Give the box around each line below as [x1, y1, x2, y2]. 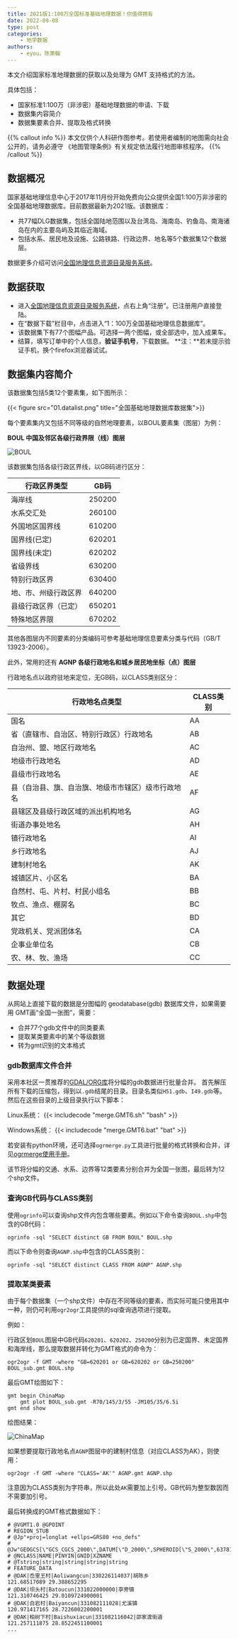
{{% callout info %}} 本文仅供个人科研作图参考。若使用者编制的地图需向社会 [7, 133, 229, 142]
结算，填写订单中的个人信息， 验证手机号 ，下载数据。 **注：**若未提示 [17, 336, 225, 345]
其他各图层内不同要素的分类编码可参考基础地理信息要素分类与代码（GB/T [7, 634, 221, 643]
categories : [7, 30, 42, 38]
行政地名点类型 [72, 697, 122, 707]
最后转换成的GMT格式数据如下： [7, 1507, 103, 1516]
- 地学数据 [20, 37, 48, 44]
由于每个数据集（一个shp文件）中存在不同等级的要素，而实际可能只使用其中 [7, 1296, 229, 1306]
